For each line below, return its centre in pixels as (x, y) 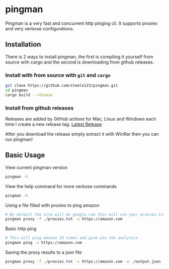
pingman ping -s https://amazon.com (44, 243)
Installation (23, 45)
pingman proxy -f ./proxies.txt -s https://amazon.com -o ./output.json (83, 262)
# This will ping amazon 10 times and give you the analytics (72, 238)
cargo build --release (29, 95)
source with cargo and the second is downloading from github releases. (80, 62)
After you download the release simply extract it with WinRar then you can (82, 134)
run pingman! (19, 139)
